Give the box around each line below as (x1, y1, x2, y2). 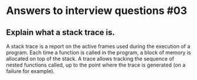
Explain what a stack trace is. (6, 27, 116, 37)
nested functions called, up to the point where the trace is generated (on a (6, 61, 186, 68)
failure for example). (6, 68, 55, 74)
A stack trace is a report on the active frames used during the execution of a (6, 43, 191, 50)
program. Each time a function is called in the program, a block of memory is (6, 49, 192, 56)
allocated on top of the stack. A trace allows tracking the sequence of (6, 55, 175, 62)
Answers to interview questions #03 (6, 4, 188, 18)
